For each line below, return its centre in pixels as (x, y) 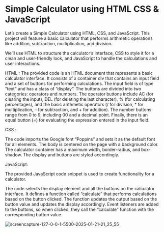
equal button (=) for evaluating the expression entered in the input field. (77, 120)
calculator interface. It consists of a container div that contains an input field (82, 78)
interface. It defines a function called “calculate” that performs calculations (81, 194)
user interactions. (23, 63)
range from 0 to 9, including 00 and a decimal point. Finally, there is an (77, 115)
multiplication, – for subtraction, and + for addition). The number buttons (78, 110)
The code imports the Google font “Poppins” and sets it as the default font (80, 139)
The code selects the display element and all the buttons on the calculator (80, 188)
